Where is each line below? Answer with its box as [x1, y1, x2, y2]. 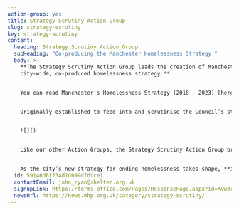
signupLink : [14, 185, 50, 192]
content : [7, 37, 33, 44]
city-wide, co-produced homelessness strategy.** [20, 70, 171, 77]
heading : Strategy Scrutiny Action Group [14, 43, 139, 51]
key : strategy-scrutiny [7, 30, 78, 38]
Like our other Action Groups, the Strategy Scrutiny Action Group [20, 147, 224, 154]
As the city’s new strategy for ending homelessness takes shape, [20, 165, 221, 173]
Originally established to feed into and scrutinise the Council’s [20, 108, 224, 115]
